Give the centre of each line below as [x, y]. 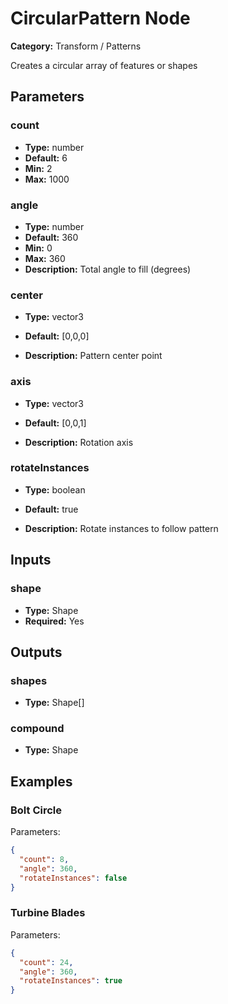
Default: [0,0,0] [57, 336]
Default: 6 [46, 158]
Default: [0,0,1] [55, 423]
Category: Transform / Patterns [76, 46]
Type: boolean [55, 489]
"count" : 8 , [44, 860]
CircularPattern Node [100, 18]
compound [37, 729]
